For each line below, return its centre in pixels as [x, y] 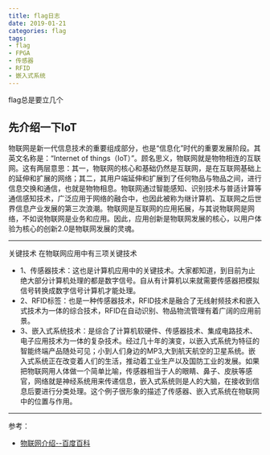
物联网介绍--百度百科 [55, 443]
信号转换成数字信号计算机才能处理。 [80, 291]
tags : [17, 38]
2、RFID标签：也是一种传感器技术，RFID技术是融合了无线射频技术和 [133, 301]
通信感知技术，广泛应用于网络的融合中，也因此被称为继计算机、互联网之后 [131, 199]
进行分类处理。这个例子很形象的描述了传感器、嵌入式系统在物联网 [150, 391]
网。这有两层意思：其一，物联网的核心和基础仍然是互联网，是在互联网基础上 [135, 168]
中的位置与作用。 [48, 401]
